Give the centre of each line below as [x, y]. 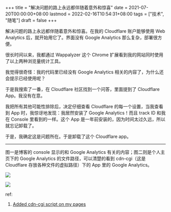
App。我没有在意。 [25, 96]
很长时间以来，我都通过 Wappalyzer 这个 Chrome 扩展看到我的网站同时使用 [84, 55]
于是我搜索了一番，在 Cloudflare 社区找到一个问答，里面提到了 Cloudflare [82, 89]
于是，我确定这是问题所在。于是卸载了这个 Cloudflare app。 [68, 136]
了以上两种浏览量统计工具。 [34, 61]
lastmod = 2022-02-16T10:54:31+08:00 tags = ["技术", [107, 14]
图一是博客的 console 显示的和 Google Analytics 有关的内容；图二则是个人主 [85, 152]
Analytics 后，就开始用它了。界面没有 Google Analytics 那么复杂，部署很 [81, 38]
